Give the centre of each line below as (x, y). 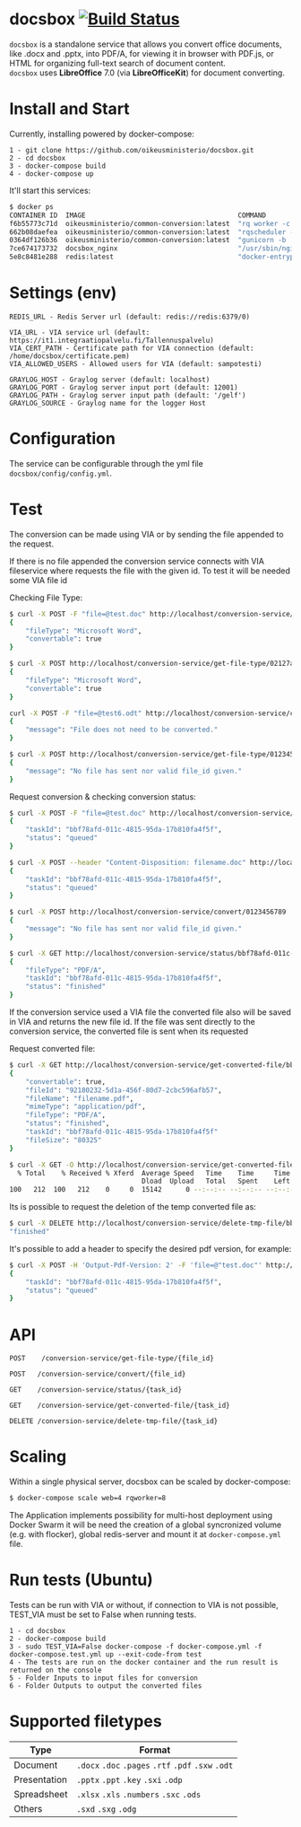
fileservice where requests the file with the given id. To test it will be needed (150, 571)
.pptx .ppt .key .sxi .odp (129, 1780)
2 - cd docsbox (38, 158)
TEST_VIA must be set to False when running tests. (103, 1614)
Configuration (63, 439)
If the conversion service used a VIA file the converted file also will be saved (150, 1012)
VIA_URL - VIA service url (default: (80, 332)
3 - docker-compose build (57, 166)
